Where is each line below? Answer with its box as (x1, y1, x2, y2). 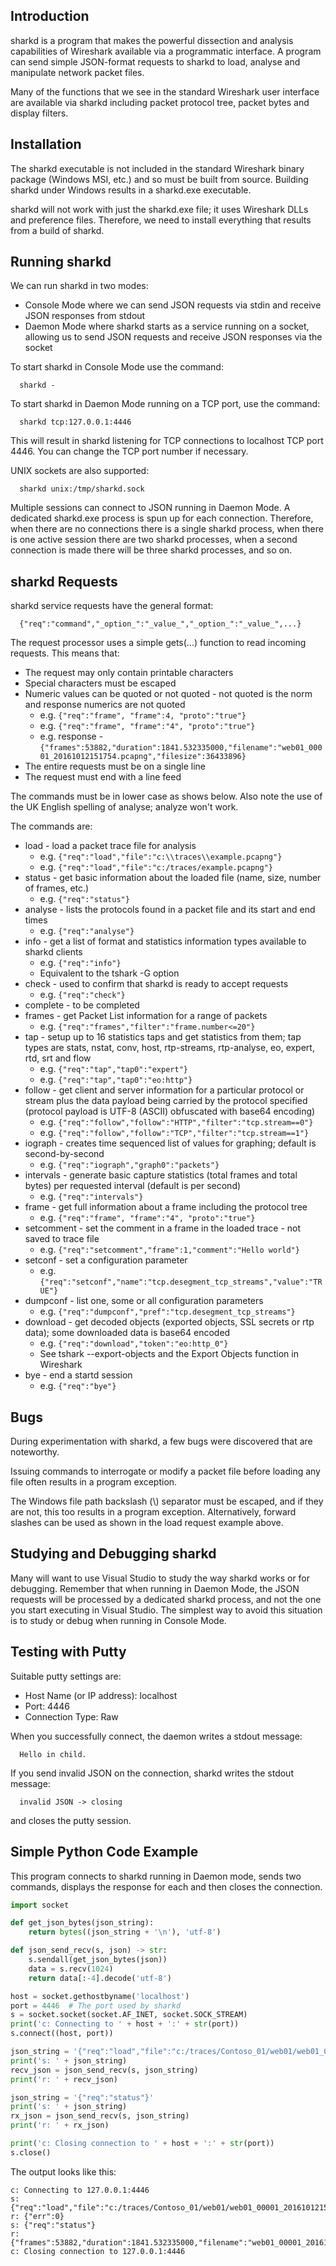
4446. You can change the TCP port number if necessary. (10, 445, 249, 458)
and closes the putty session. (10, 1814, 132, 1826)
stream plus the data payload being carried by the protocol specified (24, 1095, 308, 1107)
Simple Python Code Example (10, 1844, 199, 1861)
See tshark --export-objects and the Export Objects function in (39, 1348, 299, 1360)
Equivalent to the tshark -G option (39, 967, 180, 979)
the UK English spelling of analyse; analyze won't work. (10, 801, 239, 813)
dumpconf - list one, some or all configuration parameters (24, 1295, 264, 1307)
